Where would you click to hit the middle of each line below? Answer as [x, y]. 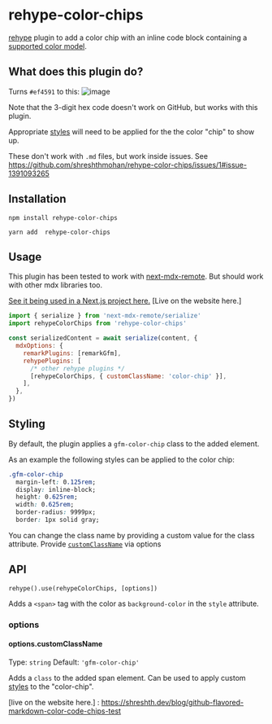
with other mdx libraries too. [56, 285]
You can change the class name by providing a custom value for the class [132, 535]
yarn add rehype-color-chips [60, 232]
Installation [37, 199]
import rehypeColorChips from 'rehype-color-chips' [97, 323]
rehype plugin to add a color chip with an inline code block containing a [128, 37]
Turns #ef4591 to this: [44, 91]
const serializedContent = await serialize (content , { [103, 338]
